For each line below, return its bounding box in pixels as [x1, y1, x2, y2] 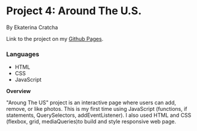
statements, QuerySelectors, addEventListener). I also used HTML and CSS [6, 111, 192, 119]
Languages [6, 50, 40, 58]
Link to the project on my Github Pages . [6, 35, 103, 42]
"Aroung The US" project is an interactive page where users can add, [6, 99, 176, 106]
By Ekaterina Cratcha [6, 24, 59, 31]
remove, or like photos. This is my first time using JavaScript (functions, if [6, 106, 187, 113]
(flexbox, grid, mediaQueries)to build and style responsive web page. [6, 118, 176, 125]
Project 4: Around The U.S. [6, 4, 142, 18]
